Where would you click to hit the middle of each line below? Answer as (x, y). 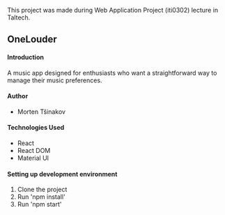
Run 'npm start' (39, 205)
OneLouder (32, 39)
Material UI (33, 158)
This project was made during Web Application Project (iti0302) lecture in (113, 10)
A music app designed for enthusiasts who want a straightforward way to (112, 73)
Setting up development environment (62, 174)
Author (18, 96)
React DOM (34, 150)
